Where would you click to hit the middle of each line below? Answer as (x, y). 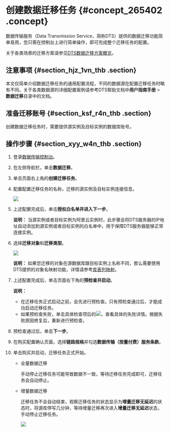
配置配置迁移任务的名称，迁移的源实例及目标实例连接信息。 (75, 189)
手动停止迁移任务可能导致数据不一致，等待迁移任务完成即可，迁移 (89, 374)
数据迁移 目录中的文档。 (30, 96)
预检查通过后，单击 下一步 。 (42, 331)
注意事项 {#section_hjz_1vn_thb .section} (71, 70)
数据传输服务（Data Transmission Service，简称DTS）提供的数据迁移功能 (82, 36)
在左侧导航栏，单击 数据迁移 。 (44, 168)
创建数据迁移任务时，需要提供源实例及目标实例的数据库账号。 (70, 126)
